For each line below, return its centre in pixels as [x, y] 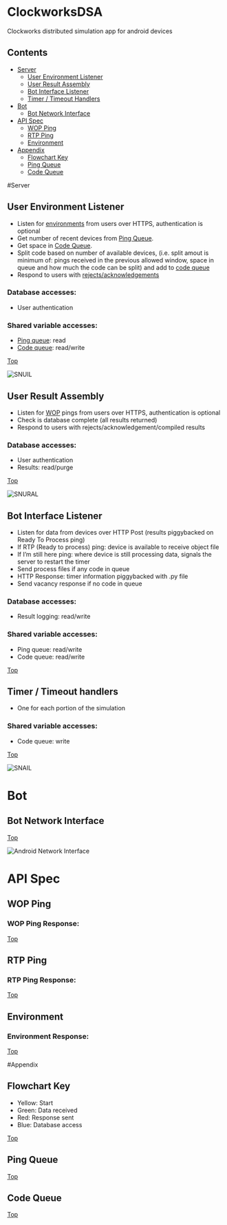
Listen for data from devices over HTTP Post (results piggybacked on [115, 533]
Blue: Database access [50, 1124]
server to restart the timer [54, 562]
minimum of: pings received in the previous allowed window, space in [116, 260]
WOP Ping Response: [43, 924]
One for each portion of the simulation [71, 708]
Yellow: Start [35, 1102]
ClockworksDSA [55, 12]
